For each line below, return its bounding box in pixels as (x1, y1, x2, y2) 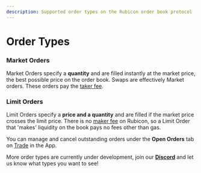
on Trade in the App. (6, 142, 57, 149)
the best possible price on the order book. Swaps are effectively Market (6, 76, 185, 83)
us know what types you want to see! (6, 160, 99, 167)
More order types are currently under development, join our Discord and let (6, 154, 194, 161)
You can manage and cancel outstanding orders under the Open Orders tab (6, 136, 194, 143)
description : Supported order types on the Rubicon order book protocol (6, 8, 193, 15)
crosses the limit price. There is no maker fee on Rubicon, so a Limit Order (6, 118, 191, 125)
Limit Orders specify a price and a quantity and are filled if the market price (6, 111, 194, 118)
